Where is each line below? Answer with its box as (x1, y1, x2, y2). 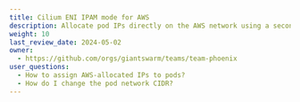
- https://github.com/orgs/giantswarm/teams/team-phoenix (17, 54, 238, 63)
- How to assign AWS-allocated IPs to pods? (17, 71, 186, 80)
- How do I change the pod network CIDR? (17, 79, 174, 88)
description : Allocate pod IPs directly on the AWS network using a (9, 21, 270, 30)
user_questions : (9, 63, 70, 72)
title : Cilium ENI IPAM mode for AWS (9, 12, 150, 22)
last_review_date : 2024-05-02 (9, 37, 122, 47)
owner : (9, 46, 34, 55)
